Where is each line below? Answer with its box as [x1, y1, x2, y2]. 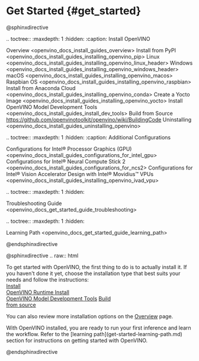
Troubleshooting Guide [6, 200, 62, 207]
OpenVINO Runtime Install [6, 289, 70, 296]
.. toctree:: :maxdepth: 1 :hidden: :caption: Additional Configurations [6, 133, 171, 140]
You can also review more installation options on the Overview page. [6, 312, 174, 320]
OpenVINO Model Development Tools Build [6, 295, 111, 302]
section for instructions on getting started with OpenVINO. [6, 337, 148, 344]
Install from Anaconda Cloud [6, 84, 76, 91]
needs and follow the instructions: [6, 276, 89, 283]
